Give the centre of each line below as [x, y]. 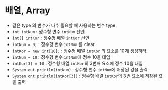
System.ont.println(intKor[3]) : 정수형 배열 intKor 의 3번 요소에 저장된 [85, 76]
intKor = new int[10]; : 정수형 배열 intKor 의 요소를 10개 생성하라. [80, 51]
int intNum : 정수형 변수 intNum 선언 [48, 31]
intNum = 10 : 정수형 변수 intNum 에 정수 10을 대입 [61, 57]
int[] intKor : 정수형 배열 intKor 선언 [51, 38]
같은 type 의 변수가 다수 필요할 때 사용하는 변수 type [64, 25]
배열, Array [27, 10]
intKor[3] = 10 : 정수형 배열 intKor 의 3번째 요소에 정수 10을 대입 [77, 63]
